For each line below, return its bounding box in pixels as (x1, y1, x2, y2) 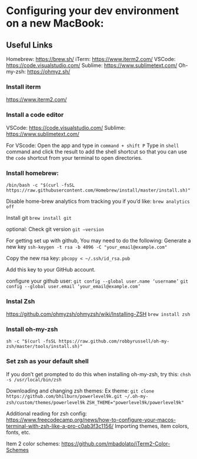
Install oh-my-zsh (6, 325, 58, 333)
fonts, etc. (6, 428, 31, 435)
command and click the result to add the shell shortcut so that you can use (6, 148, 187, 155)
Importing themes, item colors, (114, 422, 189, 430)
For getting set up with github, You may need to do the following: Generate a (6, 237, 191, 244)
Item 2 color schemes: (6, 440, 61, 447)
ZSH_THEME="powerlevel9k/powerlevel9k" (86, 400, 184, 406)
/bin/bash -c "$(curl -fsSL (6, 182, 75, 188)
